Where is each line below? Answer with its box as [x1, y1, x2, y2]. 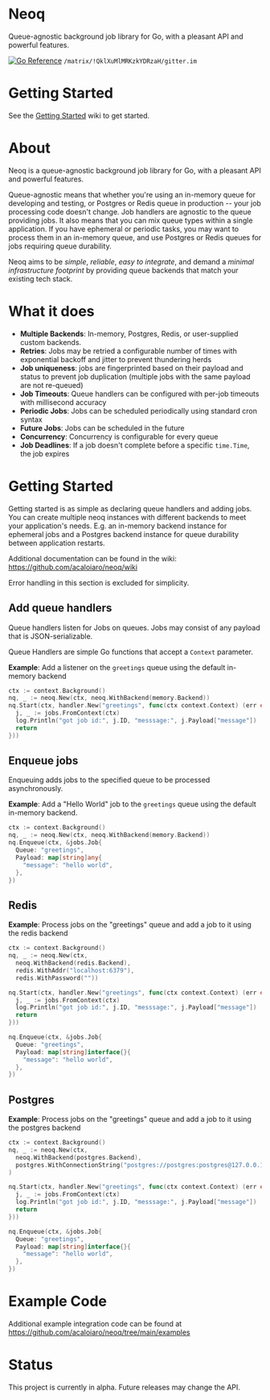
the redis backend [8, 928, 68, 938]
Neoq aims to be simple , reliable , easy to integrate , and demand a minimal [8, 256, 255, 266]
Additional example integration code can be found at [8, 1319, 182, 1328]
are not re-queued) [19, 380, 84, 390]
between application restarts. [8, 538, 106, 548]
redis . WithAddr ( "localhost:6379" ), [15, 966, 135, 974]
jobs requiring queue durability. [8, 241, 112, 251]
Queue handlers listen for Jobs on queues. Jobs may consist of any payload [8, 623, 260, 632]
